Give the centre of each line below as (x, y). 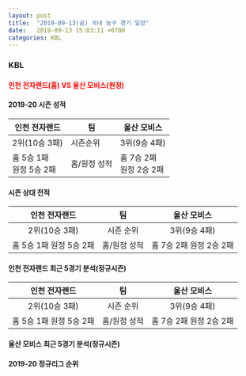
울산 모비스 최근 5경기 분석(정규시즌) (64, 344)
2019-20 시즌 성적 (37, 104)
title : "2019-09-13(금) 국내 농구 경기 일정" (79, 23)
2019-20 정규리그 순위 (44, 363)
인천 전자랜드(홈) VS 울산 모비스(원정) (66, 85)
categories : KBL (35, 38)
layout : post (30, 15)
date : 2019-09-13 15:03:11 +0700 (67, 30)
